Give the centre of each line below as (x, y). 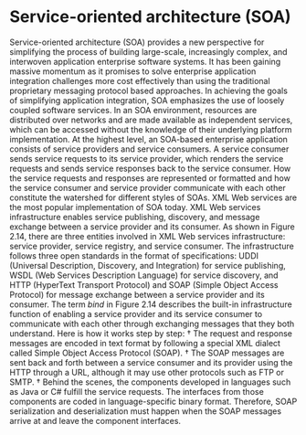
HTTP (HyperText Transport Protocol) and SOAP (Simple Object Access (144, 284)
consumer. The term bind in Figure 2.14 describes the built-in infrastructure (151, 304)
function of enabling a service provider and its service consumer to (136, 313)
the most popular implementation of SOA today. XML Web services (135, 207)
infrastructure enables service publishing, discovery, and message (135, 217)
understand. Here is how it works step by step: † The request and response (151, 333)
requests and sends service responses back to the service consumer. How (150, 168)
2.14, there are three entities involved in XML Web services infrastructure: (148, 236)
